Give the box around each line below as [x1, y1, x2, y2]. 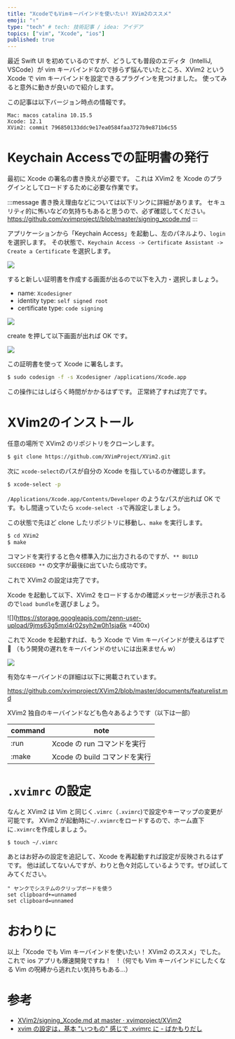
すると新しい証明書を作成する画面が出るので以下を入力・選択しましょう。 [7, 275, 222, 283]
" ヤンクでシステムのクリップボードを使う [7, 885, 113, 893]
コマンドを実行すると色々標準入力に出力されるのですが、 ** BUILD [7, 553, 199, 561]
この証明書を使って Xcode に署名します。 [7, 360, 128, 368]
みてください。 [7, 870, 51, 879]
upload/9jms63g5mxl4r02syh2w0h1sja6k [7, 621, 128, 630]
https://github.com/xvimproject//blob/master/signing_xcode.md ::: [7, 215, 198, 224]
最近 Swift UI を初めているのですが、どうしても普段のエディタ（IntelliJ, [7, 57, 213, 65]
